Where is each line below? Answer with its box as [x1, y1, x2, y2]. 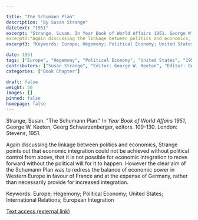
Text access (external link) [6, 208, 71, 215]
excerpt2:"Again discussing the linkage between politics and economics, [6, 36, 192, 42]
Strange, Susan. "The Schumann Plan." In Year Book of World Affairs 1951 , [6, 117, 187, 124]
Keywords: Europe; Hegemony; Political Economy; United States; [6, 190, 164, 197]
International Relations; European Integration [6, 196, 114, 203]
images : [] [6, 90, 33, 96]
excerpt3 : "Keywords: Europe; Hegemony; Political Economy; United [6, 41, 176, 47]
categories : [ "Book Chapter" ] [6, 68, 81, 74]
